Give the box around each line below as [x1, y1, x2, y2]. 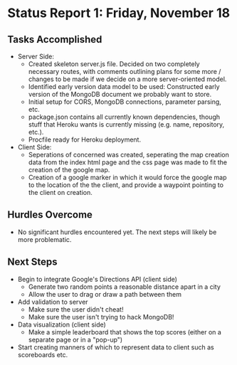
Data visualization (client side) [17, 320, 107, 329]
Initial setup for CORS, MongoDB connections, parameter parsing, [28, 97, 222, 106]
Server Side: [17, 52, 55, 60]
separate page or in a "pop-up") [28, 335, 123, 344]
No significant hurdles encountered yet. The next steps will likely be [17, 228, 217, 236]
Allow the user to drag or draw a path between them [28, 290, 181, 298]
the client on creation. [28, 189, 93, 196]
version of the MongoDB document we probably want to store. [28, 90, 212, 98]
